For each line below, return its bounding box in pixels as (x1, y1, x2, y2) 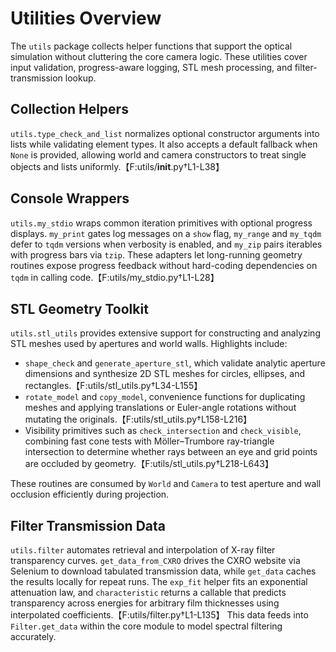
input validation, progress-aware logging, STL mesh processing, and (10, 61, 293, 73)
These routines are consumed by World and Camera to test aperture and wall (10, 478, 322, 490)
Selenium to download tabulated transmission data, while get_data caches (10, 565, 317, 577)
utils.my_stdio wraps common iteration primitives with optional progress (10, 217, 313, 229)
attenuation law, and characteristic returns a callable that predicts (10, 587, 287, 599)
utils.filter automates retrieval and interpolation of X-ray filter (10, 544, 276, 556)
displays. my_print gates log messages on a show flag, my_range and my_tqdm (10, 227, 322, 239)
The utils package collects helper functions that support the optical (10, 40, 293, 52)
